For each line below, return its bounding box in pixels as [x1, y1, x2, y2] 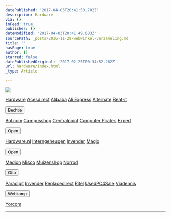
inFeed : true [5, 21, 33, 27]
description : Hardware [5, 12, 53, 17]
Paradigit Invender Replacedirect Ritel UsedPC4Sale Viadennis [5, 180, 136, 186]
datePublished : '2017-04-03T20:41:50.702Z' [5, 7, 99, 13]
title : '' [5, 41, 26, 46]
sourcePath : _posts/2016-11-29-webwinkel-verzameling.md [5, 36, 129, 41]
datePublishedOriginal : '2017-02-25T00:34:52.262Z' [5, 59, 117, 64]
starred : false [5, 54, 38, 60]
